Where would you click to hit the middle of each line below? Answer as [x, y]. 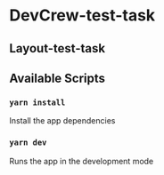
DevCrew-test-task [82, 16]
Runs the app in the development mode [82, 161]
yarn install [37, 102]
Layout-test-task [57, 48]
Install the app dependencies [62, 121]
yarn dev [28, 143]
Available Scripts [57, 78]
